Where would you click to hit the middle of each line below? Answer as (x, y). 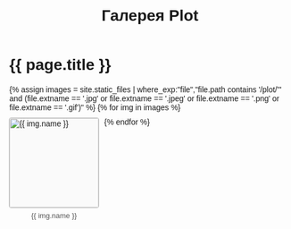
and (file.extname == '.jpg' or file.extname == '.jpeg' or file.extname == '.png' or (144, 99)
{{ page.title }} (60, 65)
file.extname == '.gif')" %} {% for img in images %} (95, 108)
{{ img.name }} (54, 216)
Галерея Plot (150, 16)
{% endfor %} (127, 122)
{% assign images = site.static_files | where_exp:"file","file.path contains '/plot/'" (145, 90)
